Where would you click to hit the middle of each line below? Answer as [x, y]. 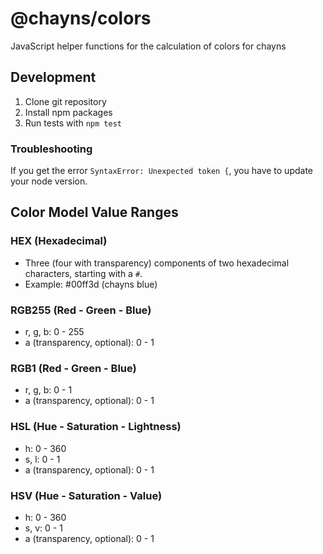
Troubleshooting [51, 149]
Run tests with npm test [73, 123]
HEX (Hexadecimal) [59, 241]
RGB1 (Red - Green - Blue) [73, 368]
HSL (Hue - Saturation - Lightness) [96, 427]
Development [53, 77]
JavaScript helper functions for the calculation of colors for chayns [148, 46]
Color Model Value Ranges [94, 212]
